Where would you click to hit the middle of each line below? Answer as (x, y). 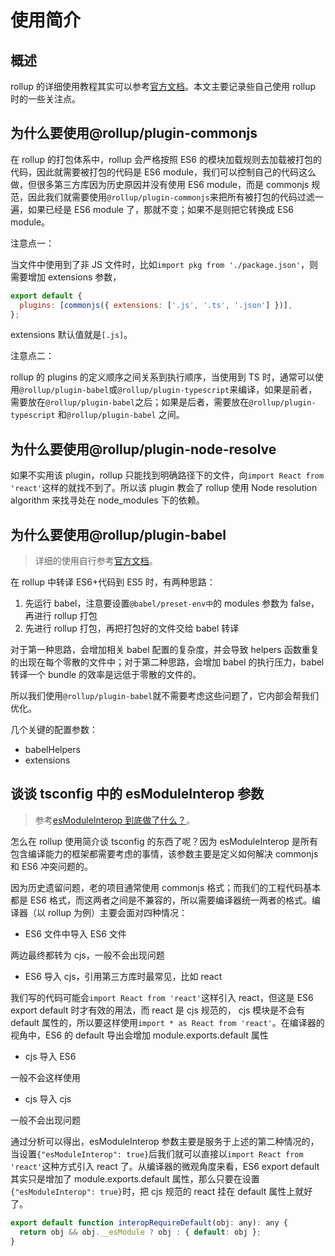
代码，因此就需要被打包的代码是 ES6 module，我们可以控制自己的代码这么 (163, 172)
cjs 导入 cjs (48, 1098)
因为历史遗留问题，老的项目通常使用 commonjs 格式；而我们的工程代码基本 (166, 887)
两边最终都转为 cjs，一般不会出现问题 (87, 955)
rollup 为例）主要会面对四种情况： (117, 912)
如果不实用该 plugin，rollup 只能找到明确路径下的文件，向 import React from (167, 475)
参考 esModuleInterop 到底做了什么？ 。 (115, 820)
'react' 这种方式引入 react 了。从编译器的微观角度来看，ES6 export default (165, 1166)
